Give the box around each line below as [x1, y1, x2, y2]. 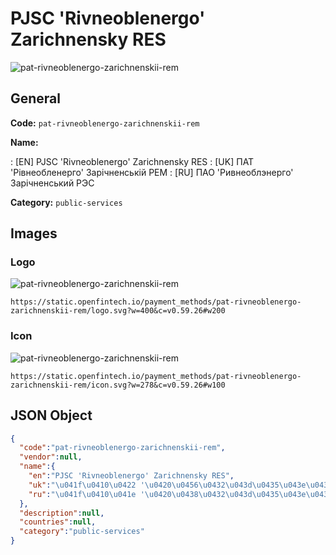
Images [10, 225, 58, 242]
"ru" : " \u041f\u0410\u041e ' [28, 489, 145, 499]
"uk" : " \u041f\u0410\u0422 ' [28, 480, 145, 490]
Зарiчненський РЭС [10, 177, 95, 189]
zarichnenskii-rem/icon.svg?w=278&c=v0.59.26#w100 [10, 380, 226, 390]
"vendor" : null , [19, 452, 83, 462]
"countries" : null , [19, 517, 97, 527]
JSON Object [10, 407, 93, 424]
